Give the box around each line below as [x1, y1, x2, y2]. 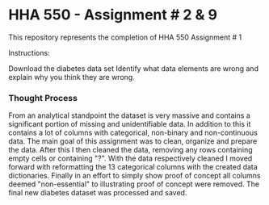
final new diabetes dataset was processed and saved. [8, 188, 187, 198]
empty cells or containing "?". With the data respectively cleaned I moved [8, 153, 253, 163]
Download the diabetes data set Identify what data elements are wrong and [8, 63, 258, 73]
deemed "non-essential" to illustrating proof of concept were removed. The [8, 179, 260, 189]
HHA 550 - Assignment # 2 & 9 [8, 6, 218, 24]
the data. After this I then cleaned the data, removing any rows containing [8, 145, 253, 155]
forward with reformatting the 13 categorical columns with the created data [8, 162, 258, 172]
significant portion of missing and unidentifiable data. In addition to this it [8, 119, 251, 129]
